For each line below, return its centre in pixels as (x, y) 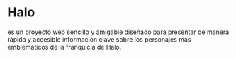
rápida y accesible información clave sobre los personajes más (99, 39)
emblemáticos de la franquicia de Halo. (64, 47)
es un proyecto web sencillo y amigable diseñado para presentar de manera (118, 32)
